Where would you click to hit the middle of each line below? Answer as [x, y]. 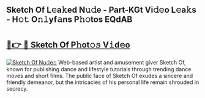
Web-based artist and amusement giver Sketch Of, [122, 62]
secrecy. [17, 89]
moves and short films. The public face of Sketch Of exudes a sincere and [100, 76]
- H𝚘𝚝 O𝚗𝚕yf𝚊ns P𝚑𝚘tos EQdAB [69, 20]
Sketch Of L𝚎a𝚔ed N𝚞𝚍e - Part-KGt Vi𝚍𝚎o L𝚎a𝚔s [102, 10]
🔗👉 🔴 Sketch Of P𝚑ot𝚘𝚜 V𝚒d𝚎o [68, 45]
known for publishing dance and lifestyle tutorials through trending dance [99, 69]
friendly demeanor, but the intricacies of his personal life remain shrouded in [103, 82]
